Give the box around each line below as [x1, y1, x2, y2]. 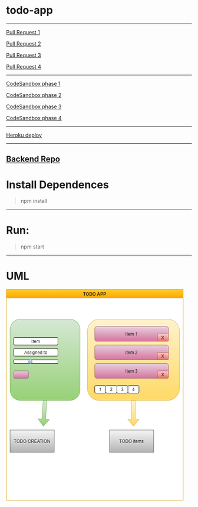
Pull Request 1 [6, 28, 40, 35]
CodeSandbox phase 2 [6, 91, 62, 98]
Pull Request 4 [6, 63, 41, 70]
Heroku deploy [6, 131, 42, 138]
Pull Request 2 [6, 40, 41, 47]
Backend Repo [6, 154, 61, 164]
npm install [20, 198, 48, 205]
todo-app [6, 4, 53, 17]
